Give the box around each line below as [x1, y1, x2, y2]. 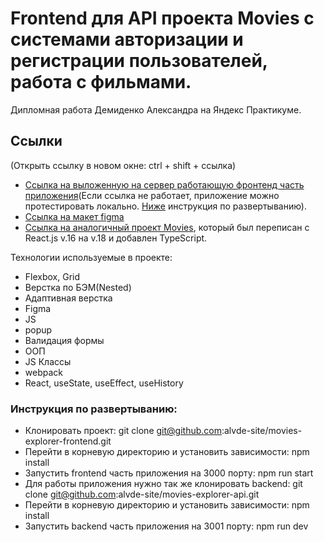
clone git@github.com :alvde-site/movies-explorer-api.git [24, 488, 260, 501]
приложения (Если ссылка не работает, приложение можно [24, 189, 280, 201]
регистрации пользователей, [10, 50, 268, 72]
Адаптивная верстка [24, 292, 113, 304]
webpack [24, 366, 63, 378]
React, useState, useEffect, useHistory [24, 377, 184, 389]
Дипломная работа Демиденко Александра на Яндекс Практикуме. [10, 103, 302, 116]
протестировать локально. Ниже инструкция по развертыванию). [24, 200, 307, 212]
